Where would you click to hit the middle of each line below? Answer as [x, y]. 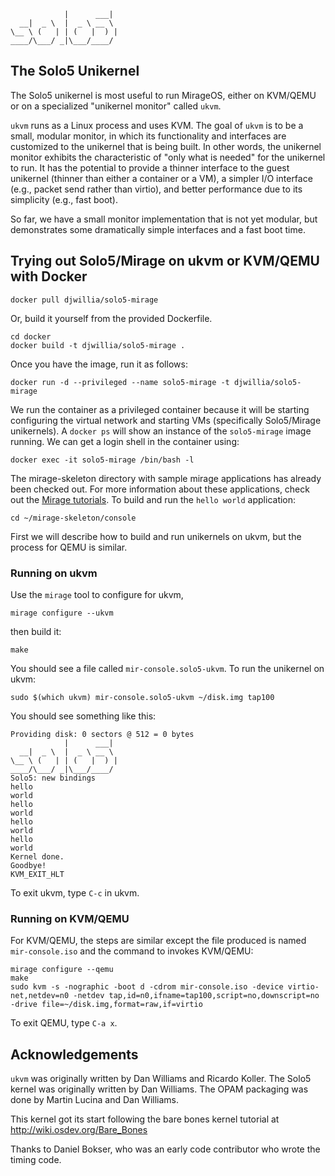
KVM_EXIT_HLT [37, 874]
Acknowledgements [74, 1054]
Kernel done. [37, 856]
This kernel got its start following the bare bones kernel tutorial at [145, 1119]
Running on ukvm [54, 573]
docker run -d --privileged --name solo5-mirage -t [120, 382]
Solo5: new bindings [53, 778]
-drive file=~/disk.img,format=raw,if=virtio [106, 1005]
